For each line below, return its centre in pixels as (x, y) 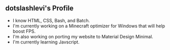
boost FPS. (24, 31)
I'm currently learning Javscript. (46, 42)
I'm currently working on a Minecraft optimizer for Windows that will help (89, 26)
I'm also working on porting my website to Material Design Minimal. (83, 36)
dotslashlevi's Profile (39, 8)
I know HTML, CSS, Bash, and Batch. (51, 20)
